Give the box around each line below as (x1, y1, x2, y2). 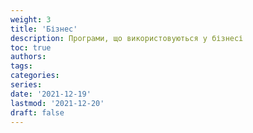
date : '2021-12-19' (10, 89, 92, 99)
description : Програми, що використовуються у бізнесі (10, 33, 244, 43)
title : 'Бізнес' (10, 24, 78, 34)
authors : (10, 52, 47, 62)
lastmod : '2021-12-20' (10, 98, 105, 108)
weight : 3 (10, 14, 52, 25)
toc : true (10, 42, 52, 53)
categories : (10, 71, 60, 81)
